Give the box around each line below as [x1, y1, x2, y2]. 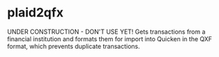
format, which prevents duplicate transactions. [7, 42, 141, 50]
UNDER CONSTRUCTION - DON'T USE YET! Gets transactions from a [7, 27, 206, 36]
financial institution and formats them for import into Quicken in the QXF [7, 34, 213, 43]
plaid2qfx [7, 5, 64, 21]
